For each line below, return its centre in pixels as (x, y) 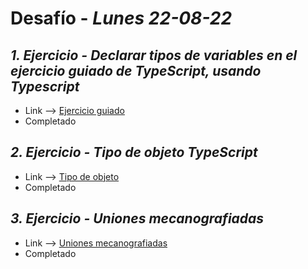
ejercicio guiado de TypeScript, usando (136, 70)
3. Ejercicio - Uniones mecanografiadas (137, 218)
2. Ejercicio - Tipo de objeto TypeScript (134, 152)
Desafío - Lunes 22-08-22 (121, 18)
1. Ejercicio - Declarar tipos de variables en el (154, 55)
